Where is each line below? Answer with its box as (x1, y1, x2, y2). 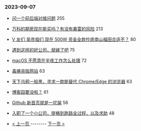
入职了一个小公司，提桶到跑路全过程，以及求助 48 (11, 110, 115, 116)
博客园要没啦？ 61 (11, 89, 49, 95)
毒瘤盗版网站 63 (11, 68, 45, 74)
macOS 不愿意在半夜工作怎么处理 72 (11, 58, 87, 64)
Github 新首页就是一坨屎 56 (11, 100, 69, 106)
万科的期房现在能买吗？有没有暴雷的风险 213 (11, 26, 103, 32)
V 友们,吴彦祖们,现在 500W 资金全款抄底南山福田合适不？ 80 (11, 36, 136, 43)
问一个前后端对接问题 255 (11, 15, 65, 21)
